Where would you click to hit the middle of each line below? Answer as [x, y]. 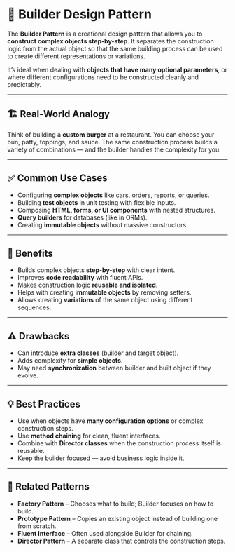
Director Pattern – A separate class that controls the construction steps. [121, 541]
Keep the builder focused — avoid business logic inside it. [101, 458]
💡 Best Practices [44, 404]
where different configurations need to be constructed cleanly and [103, 77]
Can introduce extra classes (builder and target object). [98, 353]
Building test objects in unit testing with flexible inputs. [97, 202]
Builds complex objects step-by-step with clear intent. [96, 270]
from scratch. [37, 526]
